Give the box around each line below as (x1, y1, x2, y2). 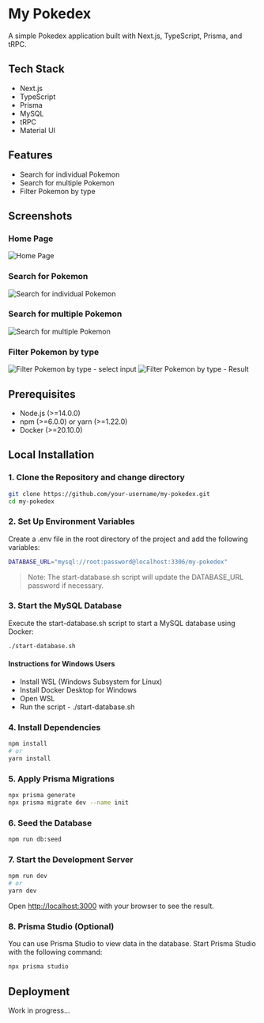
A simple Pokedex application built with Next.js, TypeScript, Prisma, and (8, 31, 243, 40)
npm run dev (8, 872, 47, 880)
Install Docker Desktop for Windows (19, 685, 137, 694)
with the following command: (8, 948, 103, 957)
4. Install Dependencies (8, 722, 101, 733)
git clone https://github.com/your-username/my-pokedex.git (8, 490, 211, 498)
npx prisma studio (8, 963, 69, 971)
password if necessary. (27, 580, 104, 590)
